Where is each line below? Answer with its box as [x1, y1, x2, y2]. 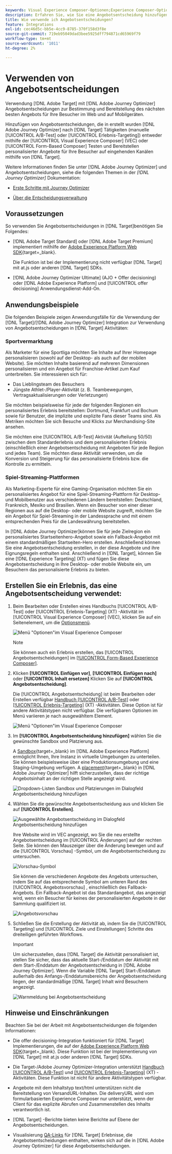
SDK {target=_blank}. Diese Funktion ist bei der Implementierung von [12, 1048, 157, 1055]
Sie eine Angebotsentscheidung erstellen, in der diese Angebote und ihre [5, 545, 160, 551]
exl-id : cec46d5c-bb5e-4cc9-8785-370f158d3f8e [5, 27, 106, 32]
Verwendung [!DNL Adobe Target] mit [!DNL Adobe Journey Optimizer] [5, 100, 156, 106]
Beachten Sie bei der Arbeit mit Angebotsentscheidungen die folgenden [5, 1022, 157, 1028]
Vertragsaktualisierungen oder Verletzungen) [12, 392, 109, 398]
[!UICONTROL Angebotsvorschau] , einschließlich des [12, 884, 127, 890]
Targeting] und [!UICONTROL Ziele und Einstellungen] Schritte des [12, 926, 154, 932]
